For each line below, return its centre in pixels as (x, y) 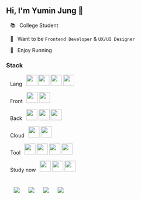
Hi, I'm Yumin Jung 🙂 (45, 11)
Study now (23, 170)
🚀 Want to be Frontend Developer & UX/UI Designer (73, 39)
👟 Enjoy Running (31, 50)
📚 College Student (34, 25)
